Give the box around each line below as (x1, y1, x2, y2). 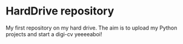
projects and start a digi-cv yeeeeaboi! (5, 30, 102, 37)
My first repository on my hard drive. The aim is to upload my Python (5, 24, 178, 31)
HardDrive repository (5, 4, 115, 18)
